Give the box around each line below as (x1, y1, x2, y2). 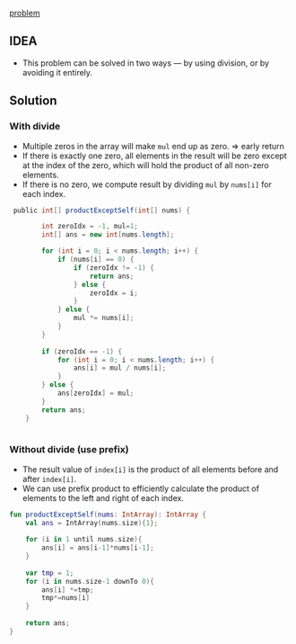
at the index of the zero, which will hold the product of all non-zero (22, 159, 269, 170)
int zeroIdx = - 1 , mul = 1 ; (41, 222, 139, 231)
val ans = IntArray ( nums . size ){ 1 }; (25, 518, 159, 527)
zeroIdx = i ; (89, 288, 139, 298)
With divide (9, 121, 61, 133)
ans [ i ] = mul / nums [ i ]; (73, 363, 167, 372)
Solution (9, 94, 57, 109)
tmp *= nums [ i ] (41, 594, 91, 603)
